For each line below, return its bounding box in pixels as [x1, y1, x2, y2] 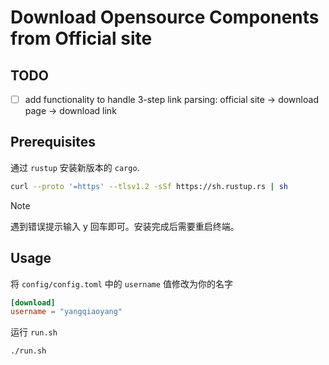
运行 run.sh [10, 326, 58, 338]
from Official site [10, 27, 153, 50]
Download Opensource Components [10, 6, 320, 29]
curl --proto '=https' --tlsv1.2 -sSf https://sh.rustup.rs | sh [10, 181, 288, 191]
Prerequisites [10, 134, 96, 151]
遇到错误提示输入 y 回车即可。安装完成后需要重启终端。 [10, 220, 240, 232]
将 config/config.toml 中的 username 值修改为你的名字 [10, 277, 233, 290]
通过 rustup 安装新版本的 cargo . [10, 161, 140, 173]
